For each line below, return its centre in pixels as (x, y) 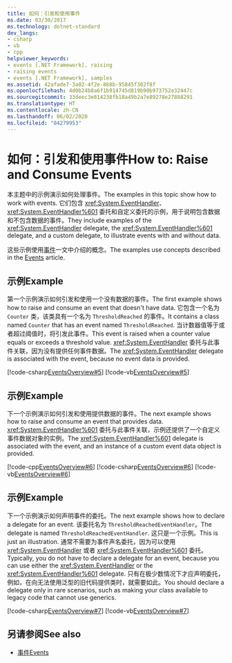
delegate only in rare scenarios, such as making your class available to (108, 590)
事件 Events (33, 652)
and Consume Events (70, 174)
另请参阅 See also (44, 634)
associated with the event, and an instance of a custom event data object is (115, 446)
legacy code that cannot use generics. (62, 597)
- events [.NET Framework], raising (60, 65)
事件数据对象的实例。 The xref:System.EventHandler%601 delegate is (105, 438)
